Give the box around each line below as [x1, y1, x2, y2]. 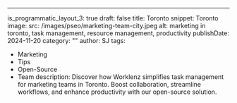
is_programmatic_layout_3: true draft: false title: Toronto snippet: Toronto [7, 14, 219, 22]
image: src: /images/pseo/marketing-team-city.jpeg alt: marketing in [7, 22, 206, 30]
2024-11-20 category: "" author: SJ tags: [7, 37, 126, 44]
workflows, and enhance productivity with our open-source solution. [17, 87, 217, 96]
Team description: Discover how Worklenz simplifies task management [17, 73, 224, 81]
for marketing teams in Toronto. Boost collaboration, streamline [17, 80, 201, 88]
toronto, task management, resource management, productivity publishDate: [7, 29, 229, 37]
